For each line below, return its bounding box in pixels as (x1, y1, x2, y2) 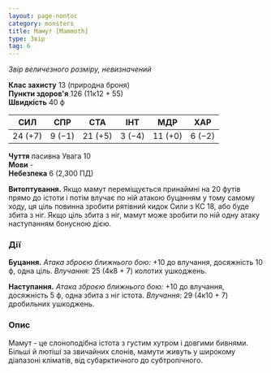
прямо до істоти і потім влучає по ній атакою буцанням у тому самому (8, 193, 256, 203)
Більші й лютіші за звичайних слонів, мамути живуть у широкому (8, 346, 236, 356)
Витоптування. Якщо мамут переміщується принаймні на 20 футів (8, 184, 241, 194)
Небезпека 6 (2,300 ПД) (8, 168, 94, 179)
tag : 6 (8, 42, 31, 50)
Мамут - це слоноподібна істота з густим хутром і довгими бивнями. (8, 338, 249, 348)
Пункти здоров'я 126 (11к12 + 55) (8, 89, 124, 98)
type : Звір (8, 34, 45, 43)
